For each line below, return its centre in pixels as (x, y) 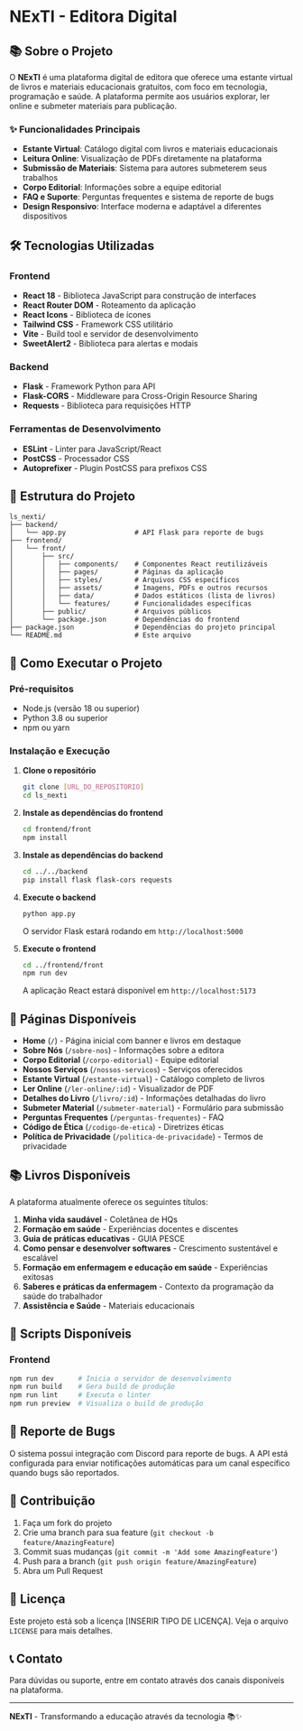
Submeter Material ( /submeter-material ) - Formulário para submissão (153, 1108)
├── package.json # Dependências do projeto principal (143, 628)
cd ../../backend (55, 871)
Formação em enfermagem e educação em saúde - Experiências (145, 1267)
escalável (40, 1257)
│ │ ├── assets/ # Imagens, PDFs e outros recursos (139, 588)
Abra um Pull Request (63, 1570)
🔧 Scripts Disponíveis (71, 1334)
